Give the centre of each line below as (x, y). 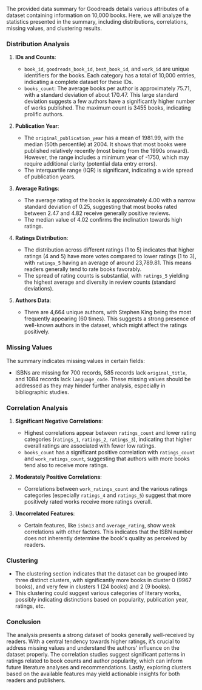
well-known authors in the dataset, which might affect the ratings (106, 325)
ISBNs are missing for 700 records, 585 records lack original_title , (101, 372)
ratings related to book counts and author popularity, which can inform (95, 661)
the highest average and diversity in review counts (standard (100, 282)
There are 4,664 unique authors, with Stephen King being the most (108, 312)
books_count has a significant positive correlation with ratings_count (109, 452)
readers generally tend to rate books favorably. (83, 269)
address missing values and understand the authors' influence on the (93, 648)
